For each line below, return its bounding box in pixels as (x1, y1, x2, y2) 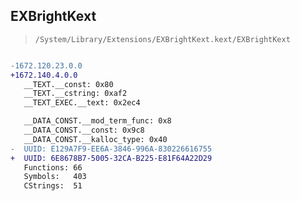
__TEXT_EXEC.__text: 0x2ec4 (23, 98, 141, 108)
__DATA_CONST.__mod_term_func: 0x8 (23, 116, 172, 126)
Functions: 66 (23, 162, 83, 173)
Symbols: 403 (23, 172, 87, 182)
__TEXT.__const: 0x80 (23, 79, 114, 89)
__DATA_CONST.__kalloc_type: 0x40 (23, 134, 168, 144)
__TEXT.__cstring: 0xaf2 (23, 89, 128, 99)
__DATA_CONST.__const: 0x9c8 (23, 125, 145, 136)
